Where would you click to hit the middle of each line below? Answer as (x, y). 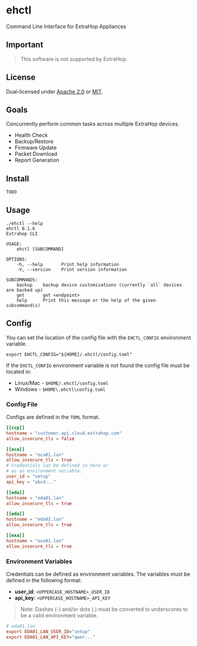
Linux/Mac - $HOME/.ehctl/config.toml (61, 383)
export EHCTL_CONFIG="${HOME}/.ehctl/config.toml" (69, 354)
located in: (19, 371)
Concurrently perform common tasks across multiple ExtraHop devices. (93, 124)
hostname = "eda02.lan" (35, 519)
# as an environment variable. (44, 471)
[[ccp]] (16, 428)
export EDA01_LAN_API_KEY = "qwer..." (51, 637)
